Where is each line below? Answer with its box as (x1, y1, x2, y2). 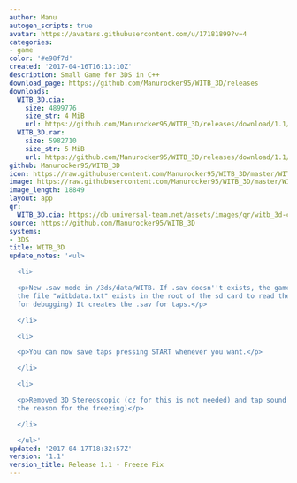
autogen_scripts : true (9, 21, 93, 30)
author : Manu (9, 12, 57, 22)
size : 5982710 (25, 136, 77, 145)
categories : (9, 37, 53, 47)
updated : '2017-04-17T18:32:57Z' (9, 444, 133, 453)
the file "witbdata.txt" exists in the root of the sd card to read (17, 291, 275, 301)
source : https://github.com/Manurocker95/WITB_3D (9, 218, 196, 227)
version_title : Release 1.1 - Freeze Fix (9, 461, 164, 470)
